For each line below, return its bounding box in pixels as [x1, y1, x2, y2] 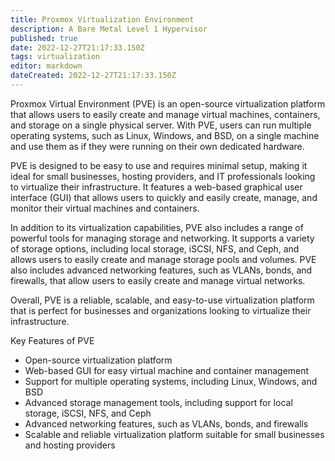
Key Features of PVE [10, 334, 95, 346]
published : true [10, 33, 78, 43]
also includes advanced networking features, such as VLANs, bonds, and [10, 264, 313, 276]
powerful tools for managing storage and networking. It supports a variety [10, 232, 315, 244]
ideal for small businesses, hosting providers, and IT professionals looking [10, 170, 316, 182]
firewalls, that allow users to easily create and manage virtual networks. [10, 274, 306, 286]
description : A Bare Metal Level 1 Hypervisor [10, 24, 208, 34]
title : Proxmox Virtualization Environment [10, 14, 195, 25]
